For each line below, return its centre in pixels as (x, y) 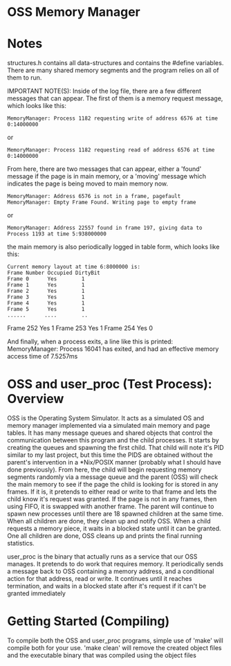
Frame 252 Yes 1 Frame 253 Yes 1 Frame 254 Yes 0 (80, 328)
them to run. (25, 78)
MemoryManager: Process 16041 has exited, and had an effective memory (113, 349)
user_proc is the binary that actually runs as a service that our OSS (102, 557)
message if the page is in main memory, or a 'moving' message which (107, 177)
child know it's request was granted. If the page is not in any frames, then (112, 499)
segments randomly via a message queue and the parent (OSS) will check (113, 477)
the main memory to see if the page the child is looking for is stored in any (113, 485)
